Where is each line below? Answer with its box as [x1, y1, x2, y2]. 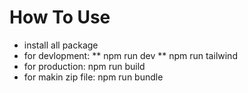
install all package [23, 39, 99, 51]
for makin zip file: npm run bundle [23, 71, 164, 83]
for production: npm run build [23, 60, 146, 72]
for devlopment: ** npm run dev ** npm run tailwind [23, 49, 238, 61]
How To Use [9, 6, 111, 29]
